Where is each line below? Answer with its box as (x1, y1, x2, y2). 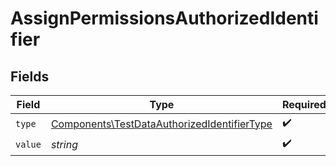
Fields (10, 68, 50, 85)
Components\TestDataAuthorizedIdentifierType (50, 117, 273, 131)
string (50, 137, 78, 151)
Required (281, 98, 327, 111)
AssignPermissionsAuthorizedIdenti (10, 7, 319, 30)
